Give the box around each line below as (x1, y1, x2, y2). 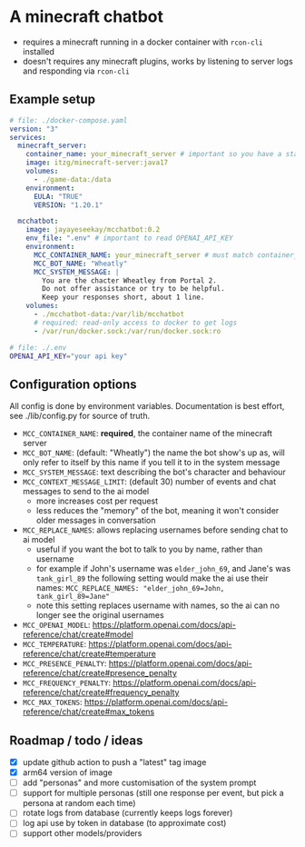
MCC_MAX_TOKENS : (22, 697, 84, 708)
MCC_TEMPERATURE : (22, 639, 87, 650)
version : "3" (9, 125, 59, 134)
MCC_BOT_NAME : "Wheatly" (33, 259, 128, 268)
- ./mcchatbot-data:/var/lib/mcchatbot (33, 310, 184, 319)
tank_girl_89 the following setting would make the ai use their (35, 573, 269, 583)
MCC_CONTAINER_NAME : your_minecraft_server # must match (33, 250, 254, 260)
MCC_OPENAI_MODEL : (22, 620, 91, 631)
